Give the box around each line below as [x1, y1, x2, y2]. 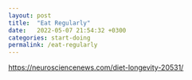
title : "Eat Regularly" [8, 19, 91, 27]
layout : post [8, 11, 52, 20]
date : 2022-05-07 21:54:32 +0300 [8, 26, 127, 34]
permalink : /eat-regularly [8, 41, 98, 49]
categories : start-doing [8, 33, 91, 42]
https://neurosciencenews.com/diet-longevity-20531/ [8, 63, 184, 72]
